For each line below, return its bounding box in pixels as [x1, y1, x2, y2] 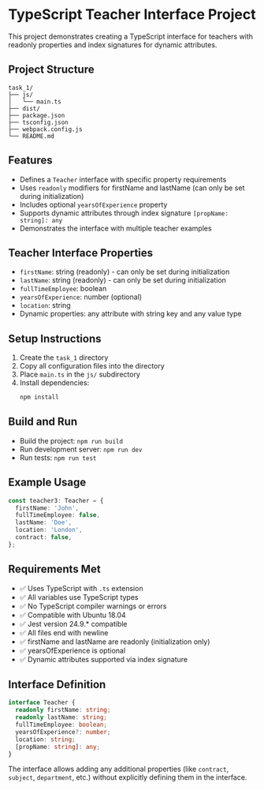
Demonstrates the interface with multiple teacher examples [19, 223, 212, 233]
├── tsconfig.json [8, 118, 69, 126]
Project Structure [8, 63, 95, 77]
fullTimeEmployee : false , [15, 511, 101, 519]
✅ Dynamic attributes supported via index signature [19, 654, 188, 664]
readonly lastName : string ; [15, 713, 108, 721]
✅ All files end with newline [19, 627, 109, 637]
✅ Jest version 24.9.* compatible [19, 619, 128, 628]
